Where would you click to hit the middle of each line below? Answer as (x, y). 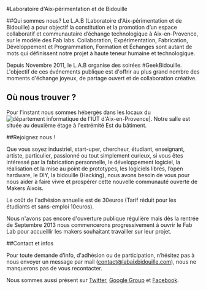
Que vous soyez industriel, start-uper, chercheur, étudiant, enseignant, (96, 149)
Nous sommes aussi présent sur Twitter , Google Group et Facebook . (93, 280)
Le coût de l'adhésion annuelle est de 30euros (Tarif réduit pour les (91, 200)
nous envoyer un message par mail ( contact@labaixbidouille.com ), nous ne (101, 261)
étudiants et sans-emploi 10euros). (50, 206)
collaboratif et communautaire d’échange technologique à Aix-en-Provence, (102, 34)
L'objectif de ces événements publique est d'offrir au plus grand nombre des (103, 72)
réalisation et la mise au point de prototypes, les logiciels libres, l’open (95, 169)
